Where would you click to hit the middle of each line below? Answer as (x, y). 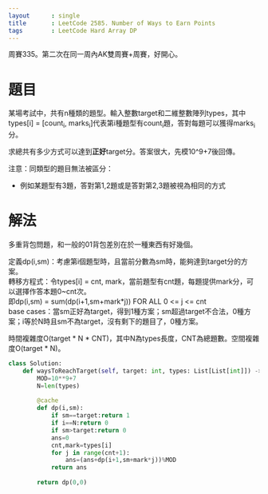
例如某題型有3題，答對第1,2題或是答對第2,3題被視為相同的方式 (122, 185)
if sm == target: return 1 (90, 416)
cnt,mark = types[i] (81, 445)
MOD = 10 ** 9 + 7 (57, 378)
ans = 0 (60, 438)
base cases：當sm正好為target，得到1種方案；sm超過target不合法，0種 (126, 312)
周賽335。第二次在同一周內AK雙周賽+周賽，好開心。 (95, 54)
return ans (69, 468)
